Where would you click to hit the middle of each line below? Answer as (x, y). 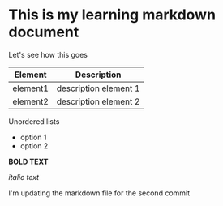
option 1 (33, 137)
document (44, 32)
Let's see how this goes (48, 54)
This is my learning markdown (112, 15)
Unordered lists (34, 121)
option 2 (34, 146)
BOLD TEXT (28, 161)
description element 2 (98, 101)
